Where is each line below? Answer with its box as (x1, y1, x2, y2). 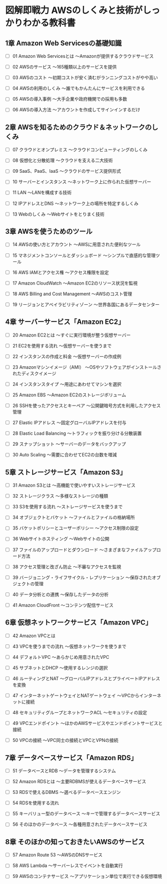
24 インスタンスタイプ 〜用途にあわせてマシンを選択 (12, 381, 122, 387)
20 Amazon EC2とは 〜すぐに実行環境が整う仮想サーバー (12, 332, 131, 338)
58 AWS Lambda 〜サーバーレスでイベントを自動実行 (12, 862, 123, 869)
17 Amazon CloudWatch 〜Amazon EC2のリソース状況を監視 (12, 280, 138, 286)
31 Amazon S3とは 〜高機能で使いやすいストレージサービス (12, 482, 136, 489)
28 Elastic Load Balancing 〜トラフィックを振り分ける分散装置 (12, 430, 142, 436)
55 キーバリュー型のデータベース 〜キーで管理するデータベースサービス (12, 810, 160, 817)
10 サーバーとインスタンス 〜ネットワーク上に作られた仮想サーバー (12, 179, 151, 185)
